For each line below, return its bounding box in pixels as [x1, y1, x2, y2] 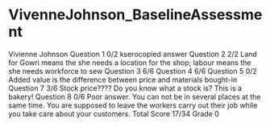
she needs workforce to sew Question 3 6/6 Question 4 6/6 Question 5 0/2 [8, 66, 258, 75]
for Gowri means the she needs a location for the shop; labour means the [8, 58, 251, 67]
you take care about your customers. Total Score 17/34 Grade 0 [8, 108, 220, 118]
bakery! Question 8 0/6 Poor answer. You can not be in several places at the [8, 91, 261, 101]
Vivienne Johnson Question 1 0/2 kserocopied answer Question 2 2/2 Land [8, 49, 258, 59]
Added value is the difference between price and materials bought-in [8, 75, 238, 84]
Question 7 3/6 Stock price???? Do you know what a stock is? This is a [8, 83, 243, 93]
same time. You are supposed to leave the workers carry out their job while [8, 100, 258, 110]
